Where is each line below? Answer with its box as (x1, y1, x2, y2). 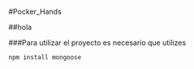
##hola (8, 22, 32, 31)
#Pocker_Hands (8, 7, 63, 16)
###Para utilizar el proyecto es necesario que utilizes (8, 38, 187, 47)
